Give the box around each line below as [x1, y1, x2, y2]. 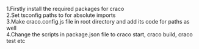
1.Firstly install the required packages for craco [6, 5, 125, 12]
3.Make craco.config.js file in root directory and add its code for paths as [6, 18, 190, 25]
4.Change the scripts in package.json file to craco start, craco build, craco [6, 31, 194, 38]
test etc [6, 38, 26, 44]
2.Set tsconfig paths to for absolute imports [6, 11, 116, 19]
